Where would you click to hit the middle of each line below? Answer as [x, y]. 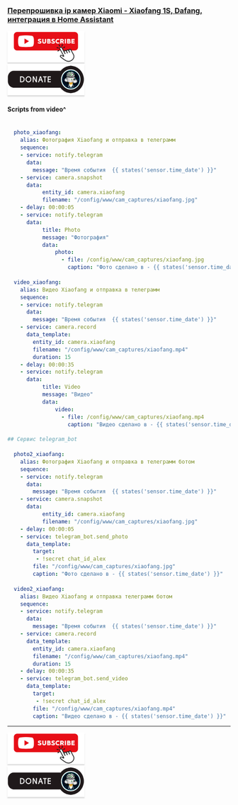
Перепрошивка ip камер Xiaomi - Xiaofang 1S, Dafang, [105, 11]
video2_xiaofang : [39, 589]
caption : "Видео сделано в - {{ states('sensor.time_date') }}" [130, 716]
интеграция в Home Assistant [61, 19]
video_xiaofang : [38, 282]
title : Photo [61, 230]
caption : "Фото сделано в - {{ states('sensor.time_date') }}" [128, 574]
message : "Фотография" [76, 237]
